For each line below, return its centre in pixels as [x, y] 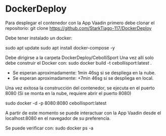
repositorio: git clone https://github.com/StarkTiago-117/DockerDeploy [78, 28]
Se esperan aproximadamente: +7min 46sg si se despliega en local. [83, 78]
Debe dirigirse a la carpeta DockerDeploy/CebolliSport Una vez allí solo [79, 57]
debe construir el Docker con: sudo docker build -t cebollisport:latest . [78, 63]
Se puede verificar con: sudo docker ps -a [49, 128]
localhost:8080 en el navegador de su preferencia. [58, 118]
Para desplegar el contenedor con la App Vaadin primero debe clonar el [80, 23]
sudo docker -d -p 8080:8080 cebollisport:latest [56, 103]
